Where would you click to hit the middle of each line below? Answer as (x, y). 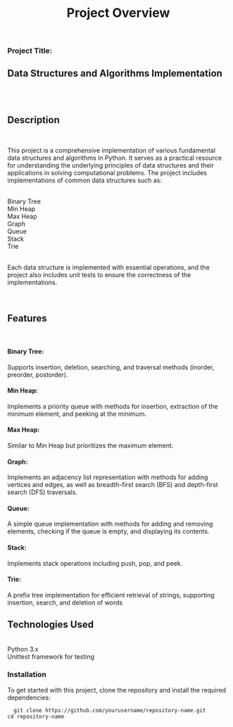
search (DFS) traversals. (42, 492)
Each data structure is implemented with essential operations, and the (108, 267)
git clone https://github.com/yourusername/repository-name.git (110, 710)
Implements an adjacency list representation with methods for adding (108, 477)
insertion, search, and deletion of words (65, 602)
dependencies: (29, 697)
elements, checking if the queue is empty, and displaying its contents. (108, 531)
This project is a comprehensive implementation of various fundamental (112, 151)
